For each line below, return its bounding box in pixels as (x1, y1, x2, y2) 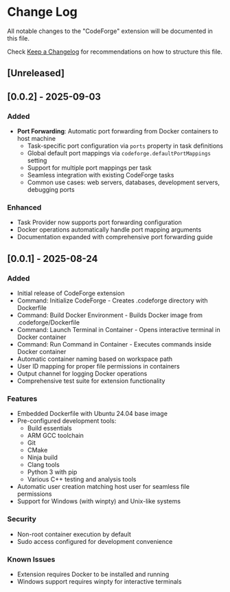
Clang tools (27, 461, 60, 469)
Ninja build (27, 453, 58, 461)
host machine (16, 135, 56, 143)
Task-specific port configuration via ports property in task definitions (27, 142, 223, 150)
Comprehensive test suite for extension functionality (16, 377, 165, 385)
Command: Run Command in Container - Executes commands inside (16, 340, 211, 348)
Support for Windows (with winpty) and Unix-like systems (16, 497, 181, 505)
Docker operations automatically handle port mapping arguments (16, 226, 202, 234)
